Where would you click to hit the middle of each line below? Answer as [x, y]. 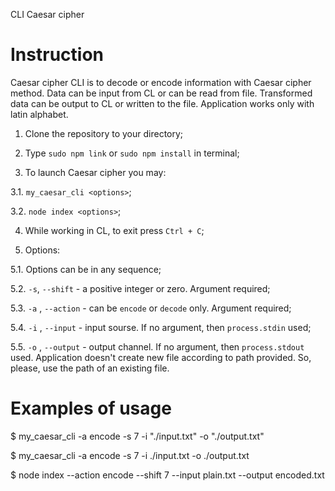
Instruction [57, 55]
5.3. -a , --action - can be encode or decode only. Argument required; [151, 308]
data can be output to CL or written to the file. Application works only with [162, 103]
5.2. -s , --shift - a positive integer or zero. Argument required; [140, 288]
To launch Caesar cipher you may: [95, 172]
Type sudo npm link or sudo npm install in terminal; [132, 153]
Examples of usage [91, 408]
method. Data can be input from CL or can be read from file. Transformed [161, 93]
